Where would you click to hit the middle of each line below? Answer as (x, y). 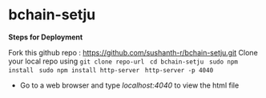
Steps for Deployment (46, 37)
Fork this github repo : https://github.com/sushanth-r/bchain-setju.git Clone (133, 52)
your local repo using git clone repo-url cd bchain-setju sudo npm (123, 61)
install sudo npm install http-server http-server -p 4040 (111, 70)
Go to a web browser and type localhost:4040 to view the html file (129, 85)
